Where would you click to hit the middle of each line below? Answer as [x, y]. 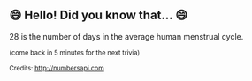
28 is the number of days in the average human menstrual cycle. [126, 36]
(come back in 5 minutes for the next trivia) [74, 53]
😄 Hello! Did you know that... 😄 [99, 15]
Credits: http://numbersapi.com [57, 68]
